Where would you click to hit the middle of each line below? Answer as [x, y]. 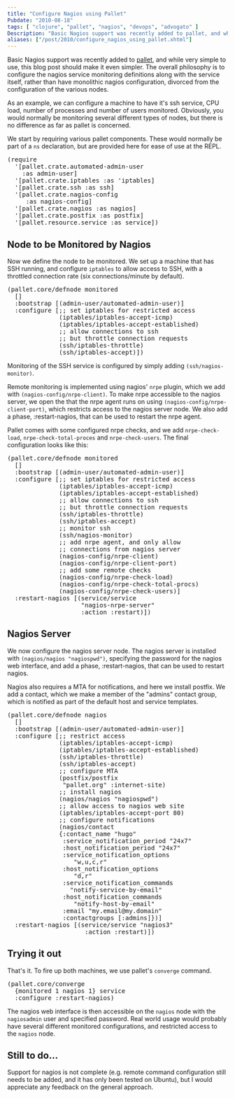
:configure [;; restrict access [70, 736]
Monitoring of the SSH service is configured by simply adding [96, 365]
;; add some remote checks [105, 570]
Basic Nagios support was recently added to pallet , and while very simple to [116, 59]
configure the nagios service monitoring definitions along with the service [114, 75]
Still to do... [33, 1055]
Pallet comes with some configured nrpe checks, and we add [95, 430]
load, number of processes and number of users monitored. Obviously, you [115, 111]
